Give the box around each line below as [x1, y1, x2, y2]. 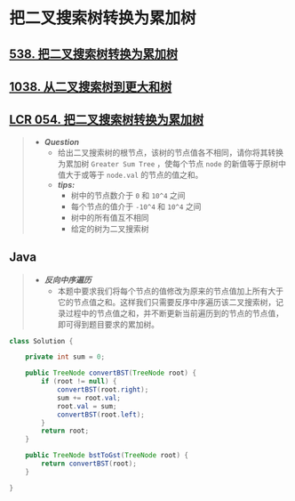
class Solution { [9, 336, 74, 345]
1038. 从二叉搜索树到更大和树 [9, 79, 172, 94]
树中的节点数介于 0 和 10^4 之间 [70, 190, 186, 200]
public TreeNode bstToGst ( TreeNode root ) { [25, 451, 189, 460]
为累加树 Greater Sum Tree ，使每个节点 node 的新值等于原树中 [57, 158, 287, 169]
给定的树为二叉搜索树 [70, 223, 149, 234]
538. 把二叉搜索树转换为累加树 [9, 46, 179, 61]
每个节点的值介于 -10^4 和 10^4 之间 [70, 201, 202, 212]
